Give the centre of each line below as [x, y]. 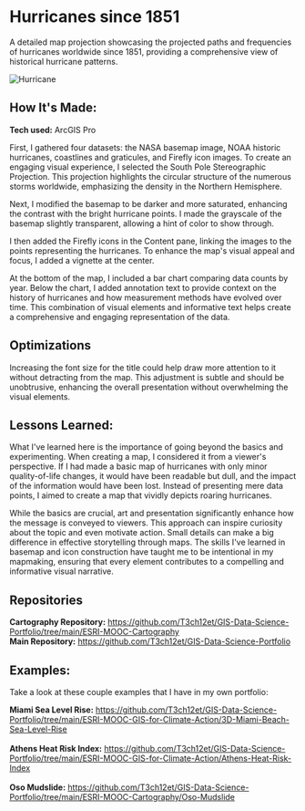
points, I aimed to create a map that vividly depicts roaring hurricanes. [141, 495]
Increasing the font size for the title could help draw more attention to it [142, 368]
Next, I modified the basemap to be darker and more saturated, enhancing [149, 203]
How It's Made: [53, 108]
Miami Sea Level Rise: [51, 710]
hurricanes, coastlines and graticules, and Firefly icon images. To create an [150, 157]
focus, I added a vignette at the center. [82, 260]
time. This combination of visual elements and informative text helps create [150, 307]
